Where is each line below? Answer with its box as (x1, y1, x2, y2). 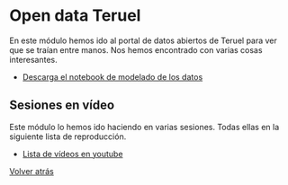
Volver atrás (9, 165, 54, 176)
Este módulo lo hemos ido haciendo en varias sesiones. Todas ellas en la (9, 121, 280, 132)
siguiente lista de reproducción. (9, 131, 127, 142)
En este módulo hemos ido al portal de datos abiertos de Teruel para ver (9, 35, 277, 46)
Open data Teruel (9, 5, 141, 26)
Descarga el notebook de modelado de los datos (22, 71, 203, 82)
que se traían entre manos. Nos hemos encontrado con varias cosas (9, 44, 263, 55)
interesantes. (9, 54, 58, 65)
